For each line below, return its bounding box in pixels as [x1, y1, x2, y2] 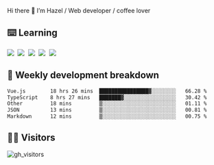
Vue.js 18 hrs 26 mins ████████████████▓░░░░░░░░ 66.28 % [7, 88, 207, 94]
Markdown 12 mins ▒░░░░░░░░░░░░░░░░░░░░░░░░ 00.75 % [7, 113, 207, 120]
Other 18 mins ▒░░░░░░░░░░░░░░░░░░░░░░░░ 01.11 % [7, 100, 207, 107]
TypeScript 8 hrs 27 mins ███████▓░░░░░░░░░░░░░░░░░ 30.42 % [7, 94, 207, 101]
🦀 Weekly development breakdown [7, 69, 160, 81]
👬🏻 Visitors [7, 132, 56, 144]
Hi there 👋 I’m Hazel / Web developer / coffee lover [7, 7, 151, 14]
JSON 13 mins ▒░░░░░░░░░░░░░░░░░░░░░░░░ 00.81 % [7, 107, 207, 114]
